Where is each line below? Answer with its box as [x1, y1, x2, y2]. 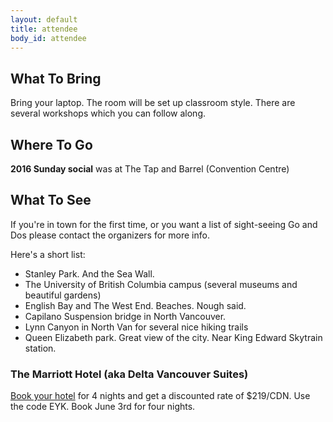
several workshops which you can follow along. [10, 107, 206, 120]
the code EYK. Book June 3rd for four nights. [10, 401, 196, 413]
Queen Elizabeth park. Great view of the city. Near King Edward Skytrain [24, 331, 323, 343]
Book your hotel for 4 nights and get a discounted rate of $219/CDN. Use [10, 390, 311, 402]
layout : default [10, 14, 78, 25]
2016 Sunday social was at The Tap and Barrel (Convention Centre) [10, 163, 290, 175]
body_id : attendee [10, 33, 87, 43]
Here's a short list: [10, 248, 86, 260]
